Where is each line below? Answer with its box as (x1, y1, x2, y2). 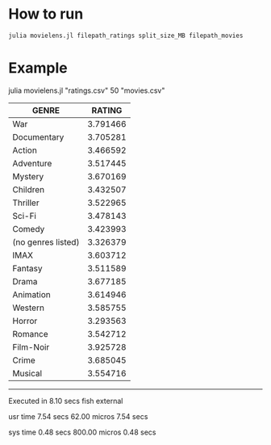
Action (12, 145, 38, 156)
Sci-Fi (12, 210, 36, 221)
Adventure (12, 157, 52, 169)
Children (12, 183, 45, 195)
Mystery (12, 170, 44, 182)
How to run (8, 5, 84, 23)
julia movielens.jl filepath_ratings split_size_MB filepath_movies (8, 31, 244, 40)
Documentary (12, 131, 65, 142)
